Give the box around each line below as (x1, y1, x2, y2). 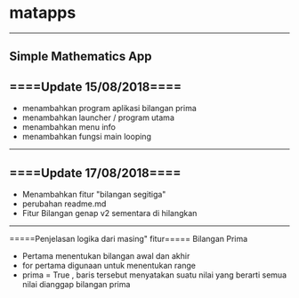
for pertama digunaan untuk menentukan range (21, 260, 196, 270)
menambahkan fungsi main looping (21, 132, 151, 142)
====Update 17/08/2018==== (9, 165, 182, 181)
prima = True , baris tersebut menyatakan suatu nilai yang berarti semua (21, 270, 287, 280)
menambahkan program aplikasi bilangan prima (21, 103, 198, 114)
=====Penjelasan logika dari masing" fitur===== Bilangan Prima (9, 233, 248, 244)
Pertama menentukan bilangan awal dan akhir (21, 250, 190, 261)
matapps (9, 3, 77, 23)
